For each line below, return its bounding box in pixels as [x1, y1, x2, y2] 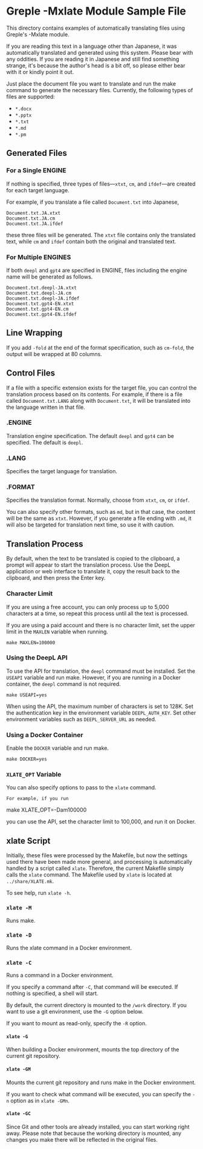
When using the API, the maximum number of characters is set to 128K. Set [6, 703, 193, 710]
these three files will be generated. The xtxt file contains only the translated [6, 231, 196, 238]
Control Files [6, 368, 56, 379]
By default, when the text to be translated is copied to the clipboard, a [6, 555, 180, 562]
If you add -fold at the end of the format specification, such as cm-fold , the [6, 344, 195, 351]
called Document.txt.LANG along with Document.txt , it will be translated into [6, 397, 191, 404]
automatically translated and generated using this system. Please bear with [6, 49, 193, 56]
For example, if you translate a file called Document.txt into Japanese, [6, 198, 179, 206]
